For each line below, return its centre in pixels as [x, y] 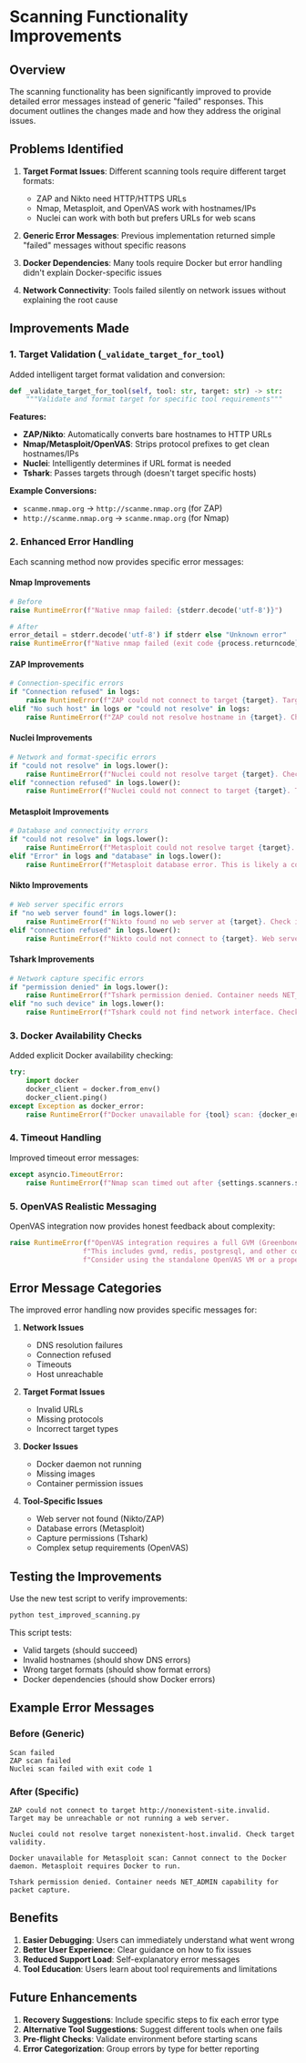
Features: [28, 417]
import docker [52, 1081]
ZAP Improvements [47, 664]
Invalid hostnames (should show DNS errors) [107, 1660]
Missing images [66, 1474]
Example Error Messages [82, 1708]
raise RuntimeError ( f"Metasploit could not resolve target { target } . [161, 848]
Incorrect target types [77, 1429]
